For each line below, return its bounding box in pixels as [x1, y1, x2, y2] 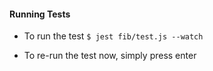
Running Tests [9, 8, 71, 20]
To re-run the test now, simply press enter [23, 50, 197, 62]
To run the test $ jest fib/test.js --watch [23, 30, 204, 42]
